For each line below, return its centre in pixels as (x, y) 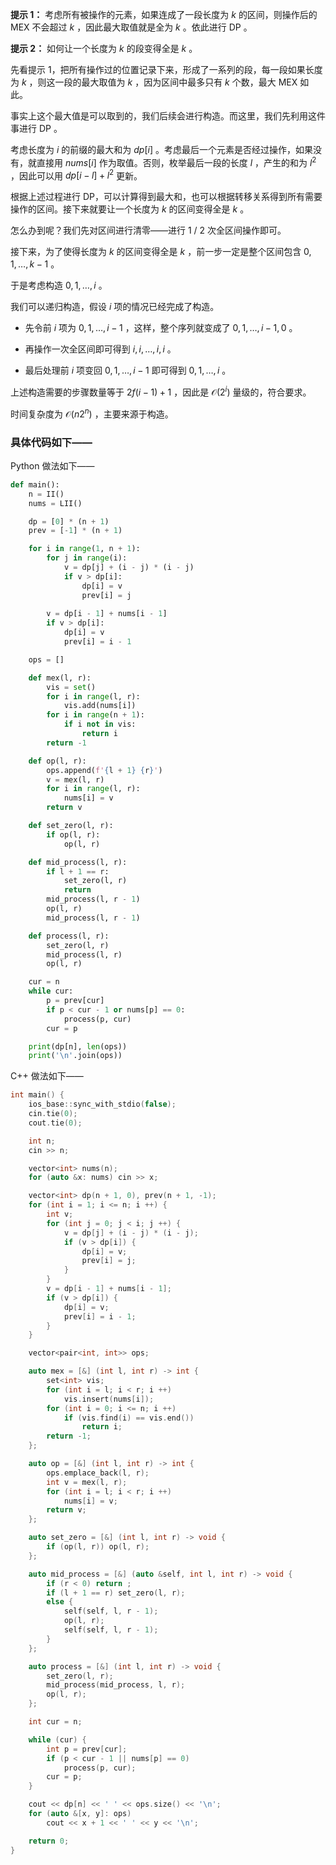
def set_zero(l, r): (71, 826)
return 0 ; (49, 1841)
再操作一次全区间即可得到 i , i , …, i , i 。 (100, 349)
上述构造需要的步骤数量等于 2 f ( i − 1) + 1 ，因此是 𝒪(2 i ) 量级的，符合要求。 (161, 391)
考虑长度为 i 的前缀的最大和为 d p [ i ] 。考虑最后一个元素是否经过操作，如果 (161, 149)
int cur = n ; (55, 1722)
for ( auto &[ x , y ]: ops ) (80, 1814)
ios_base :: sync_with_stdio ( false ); (102, 1104)
